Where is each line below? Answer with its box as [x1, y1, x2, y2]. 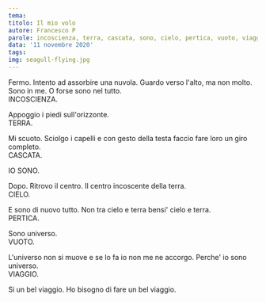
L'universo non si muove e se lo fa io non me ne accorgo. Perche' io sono [8, 252, 247, 262]
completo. [8, 142, 41, 151]
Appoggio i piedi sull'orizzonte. [8, 109, 109, 119]
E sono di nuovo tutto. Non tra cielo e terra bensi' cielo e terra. [8, 205, 211, 214]
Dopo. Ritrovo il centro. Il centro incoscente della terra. [8, 181, 187, 190]
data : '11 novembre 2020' [8, 41, 93, 49]
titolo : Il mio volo [8, 19, 77, 27]
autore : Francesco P [8, 26, 77, 34]
